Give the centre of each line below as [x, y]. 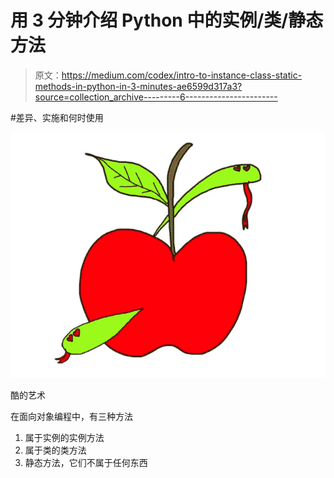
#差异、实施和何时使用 [57, 117]
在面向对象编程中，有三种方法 [71, 417]
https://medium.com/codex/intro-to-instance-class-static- [182, 75]
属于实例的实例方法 [64, 438]
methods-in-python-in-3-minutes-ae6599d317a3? [138, 86]
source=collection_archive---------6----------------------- [156, 97]
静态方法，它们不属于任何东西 [86, 463]
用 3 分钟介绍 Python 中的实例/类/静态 [167, 20]
